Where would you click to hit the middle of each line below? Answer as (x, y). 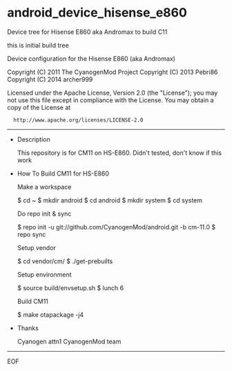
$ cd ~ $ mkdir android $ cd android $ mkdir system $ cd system (109, 200)
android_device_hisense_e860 (97, 13)
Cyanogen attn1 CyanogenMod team (69, 341)
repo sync (31, 234)
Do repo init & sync (44, 213)
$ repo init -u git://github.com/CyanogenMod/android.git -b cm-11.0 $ (116, 227)
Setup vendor (37, 247)
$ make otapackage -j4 (50, 314)
